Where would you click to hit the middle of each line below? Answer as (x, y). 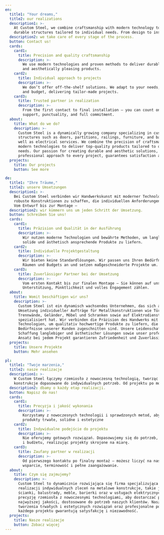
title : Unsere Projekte (38, 347)
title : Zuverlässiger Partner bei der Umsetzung (68, 274)
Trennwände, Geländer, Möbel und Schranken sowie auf (74, 315)
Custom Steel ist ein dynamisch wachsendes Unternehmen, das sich (87, 306)
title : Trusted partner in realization (58, 101)
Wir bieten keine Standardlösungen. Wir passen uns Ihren (83, 261)
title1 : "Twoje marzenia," (37, 365)
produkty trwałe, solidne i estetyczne (63, 420)
